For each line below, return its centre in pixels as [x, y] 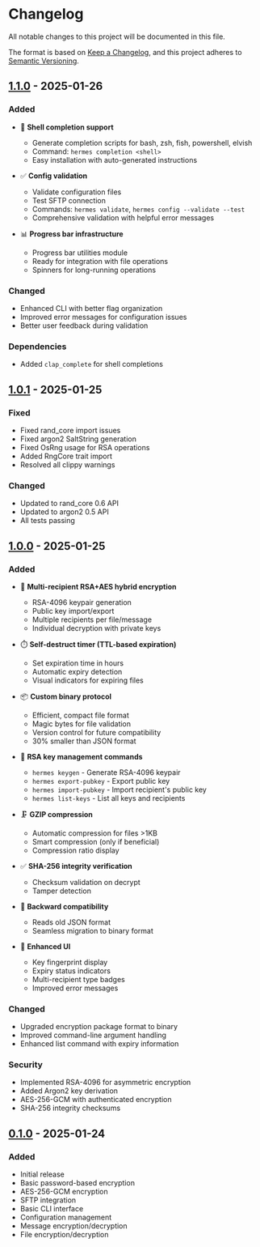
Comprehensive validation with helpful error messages [123, 217]
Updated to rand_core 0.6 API [69, 504]
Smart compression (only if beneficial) [96, 841]
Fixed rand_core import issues [70, 430]
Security [25, 1065]
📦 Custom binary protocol [65, 696]
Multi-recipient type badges [78, 979]
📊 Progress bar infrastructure [71, 234]
